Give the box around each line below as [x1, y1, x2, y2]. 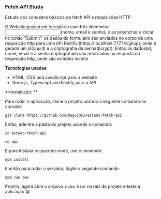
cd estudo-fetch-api [5, 131, 47, 136]
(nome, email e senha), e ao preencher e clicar [61, 29, 154, 35]
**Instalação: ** [5, 89, 38, 95]
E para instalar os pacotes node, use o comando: [5, 148, 102, 153]
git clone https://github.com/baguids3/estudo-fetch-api [5, 113, 122, 118]
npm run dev [5, 175, 29, 180]
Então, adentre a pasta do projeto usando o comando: [5, 122, 113, 127]
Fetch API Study [5, 3, 44, 10]
